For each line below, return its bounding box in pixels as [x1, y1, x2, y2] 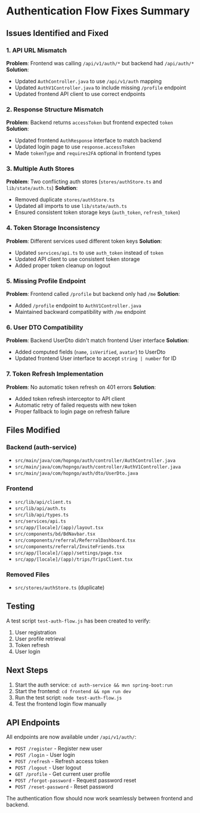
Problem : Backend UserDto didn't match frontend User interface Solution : [6, 337, 189, 344]
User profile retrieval [14, 635, 66, 642]
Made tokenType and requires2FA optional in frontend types [14, 150, 161, 157]
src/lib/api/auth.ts [14, 505, 66, 512]
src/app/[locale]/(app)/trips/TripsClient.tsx [14, 556, 133, 563]
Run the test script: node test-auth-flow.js [14, 694, 122, 701]
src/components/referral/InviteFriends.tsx [14, 543, 125, 549]
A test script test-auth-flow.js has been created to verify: [6, 617, 151, 624]
